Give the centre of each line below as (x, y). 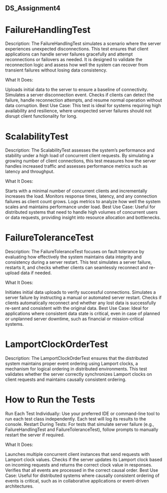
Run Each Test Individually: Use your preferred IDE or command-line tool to (82, 414)
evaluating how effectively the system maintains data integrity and (73, 257)
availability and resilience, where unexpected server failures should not (78, 111)
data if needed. (36, 273)
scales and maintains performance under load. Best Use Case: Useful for (80, 207)
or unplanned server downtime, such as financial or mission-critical (74, 319)
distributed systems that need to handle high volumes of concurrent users (81, 212)
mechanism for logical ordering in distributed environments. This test (76, 369)
